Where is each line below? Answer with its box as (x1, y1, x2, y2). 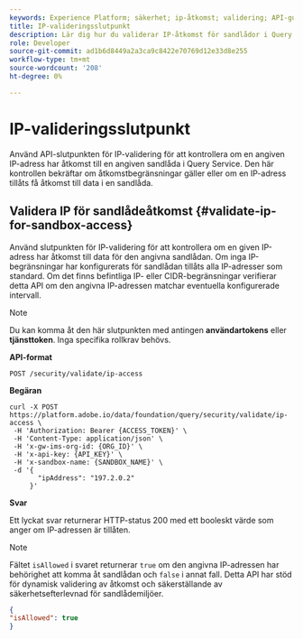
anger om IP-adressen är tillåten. (9, 524, 131, 535)
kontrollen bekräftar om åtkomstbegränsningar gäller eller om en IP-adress (9, 168, 287, 179)
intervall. (9, 290, 42, 301)
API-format (9, 351, 52, 362)
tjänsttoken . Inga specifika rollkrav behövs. (9, 334, 171, 345)
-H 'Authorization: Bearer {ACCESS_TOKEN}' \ (13, 426, 188, 435)
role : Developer (9, 38, 70, 48)
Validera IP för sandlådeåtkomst (9, 204, 194, 219)
